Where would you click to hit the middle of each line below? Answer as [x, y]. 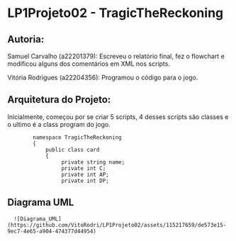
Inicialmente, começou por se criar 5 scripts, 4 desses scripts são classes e [118, 117]
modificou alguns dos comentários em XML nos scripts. [89, 64]
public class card [72, 150]
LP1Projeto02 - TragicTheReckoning [116, 13]
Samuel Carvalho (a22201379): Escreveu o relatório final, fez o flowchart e [116, 56]
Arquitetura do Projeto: [59, 100]
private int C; [84, 168]
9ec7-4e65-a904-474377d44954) [52, 231]
